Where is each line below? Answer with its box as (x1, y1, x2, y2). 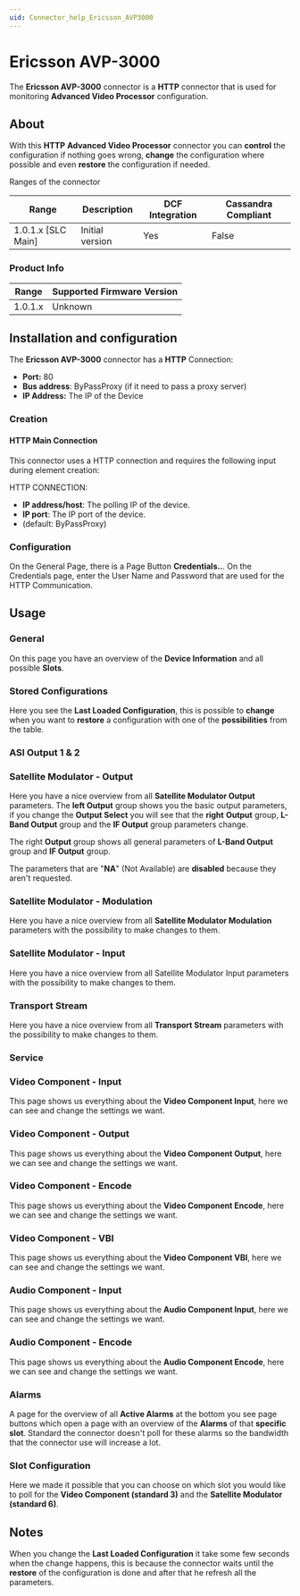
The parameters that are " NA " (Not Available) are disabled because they (9, 864, 277, 874)
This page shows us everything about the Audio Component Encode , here (9, 1356, 285, 1367)
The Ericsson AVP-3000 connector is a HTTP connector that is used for (9, 81, 277, 92)
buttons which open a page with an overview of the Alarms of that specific (9, 1418, 287, 1429)
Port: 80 (21, 372, 54, 383)
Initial (80, 224, 104, 237)
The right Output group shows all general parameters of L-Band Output (9, 837, 274, 848)
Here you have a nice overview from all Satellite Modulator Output (9, 790, 256, 801)
